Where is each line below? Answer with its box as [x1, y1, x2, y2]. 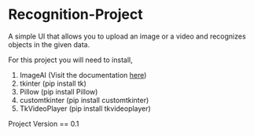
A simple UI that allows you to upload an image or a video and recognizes [8, 31, 246, 41]
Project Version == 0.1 [8, 119, 79, 128]
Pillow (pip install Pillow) [19, 86, 98, 96]
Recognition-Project [8, 6, 143, 24]
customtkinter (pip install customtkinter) [19, 95, 149, 105]
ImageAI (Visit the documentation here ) [19, 70, 147, 79]
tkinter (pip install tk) [19, 79, 87, 88]
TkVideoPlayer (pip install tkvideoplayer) [19, 104, 151, 113]
